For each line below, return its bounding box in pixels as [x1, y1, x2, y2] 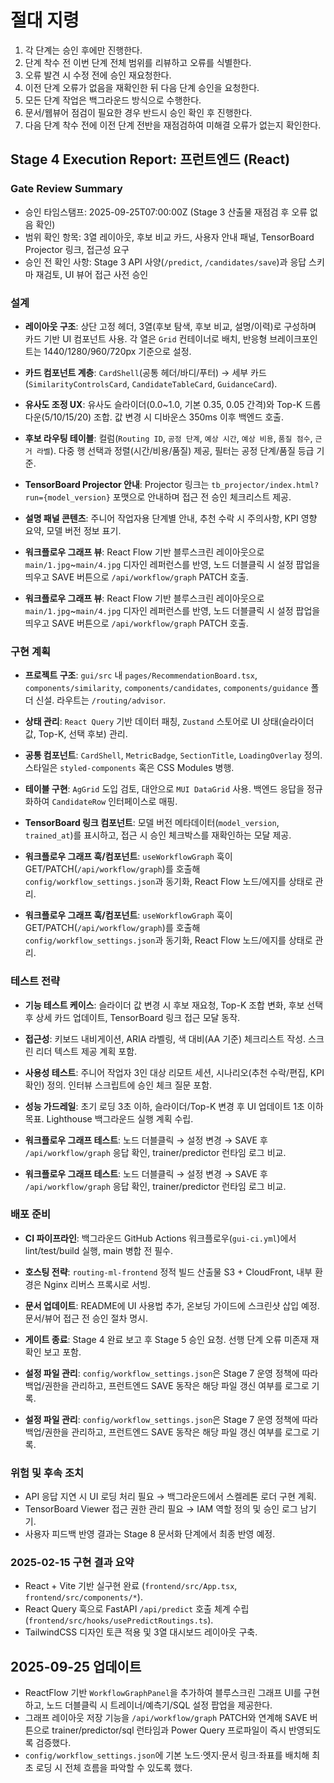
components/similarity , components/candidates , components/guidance [24, 682, 309, 694]
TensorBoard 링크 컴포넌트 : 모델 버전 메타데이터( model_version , [24, 817, 280, 829]
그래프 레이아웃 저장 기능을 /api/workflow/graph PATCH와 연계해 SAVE [24, 1712, 308, 1724]
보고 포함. [43, 1346, 82, 1358]
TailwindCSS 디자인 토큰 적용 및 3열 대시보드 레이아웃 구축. [24, 1626, 258, 1638]
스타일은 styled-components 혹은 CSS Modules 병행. [24, 762, 235, 774]
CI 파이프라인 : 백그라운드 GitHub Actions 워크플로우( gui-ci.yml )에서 [24, 1232, 297, 1244]
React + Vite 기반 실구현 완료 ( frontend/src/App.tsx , [24, 1580, 238, 1592]
